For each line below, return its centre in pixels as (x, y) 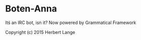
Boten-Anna (31, 9)
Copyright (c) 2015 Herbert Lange (40, 32)
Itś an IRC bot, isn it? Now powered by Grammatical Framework (71, 22)
